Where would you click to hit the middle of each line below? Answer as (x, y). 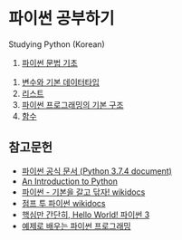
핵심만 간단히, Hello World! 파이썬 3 (86, 215)
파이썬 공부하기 (62, 19)
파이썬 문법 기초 (49, 62)
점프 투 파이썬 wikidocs (63, 203)
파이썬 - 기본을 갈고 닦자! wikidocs (83, 192)
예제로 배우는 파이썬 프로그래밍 (76, 226)
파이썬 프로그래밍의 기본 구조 (72, 104)
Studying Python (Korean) (57, 44)
